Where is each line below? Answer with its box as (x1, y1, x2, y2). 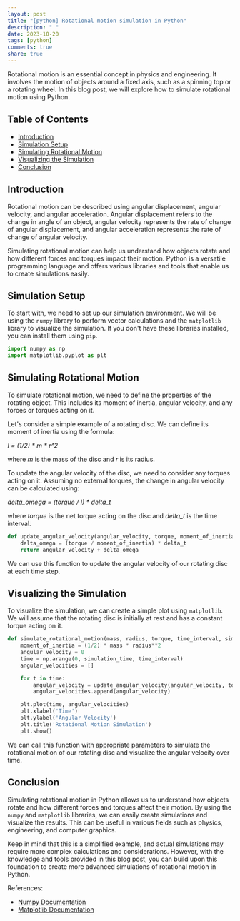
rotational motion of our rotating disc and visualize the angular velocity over (7, 748, 230, 757)
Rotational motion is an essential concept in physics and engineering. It (7, 69, 217, 79)
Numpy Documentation (17, 897, 86, 906)
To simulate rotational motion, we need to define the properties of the (7, 391, 212, 399)
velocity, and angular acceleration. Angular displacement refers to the (7, 210, 213, 218)
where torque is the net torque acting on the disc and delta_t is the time (7, 511, 218, 520)
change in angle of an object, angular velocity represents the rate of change (7, 217, 231, 226)
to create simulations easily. (7, 269, 89, 278)
